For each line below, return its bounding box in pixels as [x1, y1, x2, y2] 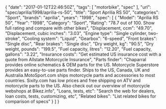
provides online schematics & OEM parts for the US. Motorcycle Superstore [5, 62, 159, 68]
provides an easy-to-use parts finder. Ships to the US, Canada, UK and [5, 67, 150, 73]
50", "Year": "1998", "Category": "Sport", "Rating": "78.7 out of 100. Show [5, 20, 155, 26]
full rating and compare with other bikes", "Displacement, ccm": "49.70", [5, 25, 153, 31]
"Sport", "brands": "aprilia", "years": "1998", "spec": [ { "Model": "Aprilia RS [5, 15, 159, 20]
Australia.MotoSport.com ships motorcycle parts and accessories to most [5, 73, 155, 78]
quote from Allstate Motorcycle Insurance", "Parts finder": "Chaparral [5, 57, 147, 62]
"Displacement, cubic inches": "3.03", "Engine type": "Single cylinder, [5, 31, 148, 36]
